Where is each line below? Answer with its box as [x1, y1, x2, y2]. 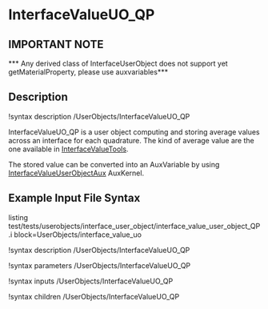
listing [8, 212, 28, 222]
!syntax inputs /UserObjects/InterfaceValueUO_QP [8, 276, 174, 286]
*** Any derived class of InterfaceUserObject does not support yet [8, 58, 228, 68]
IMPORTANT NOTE [8, 38, 104, 51]
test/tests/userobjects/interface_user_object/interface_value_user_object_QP [8, 221, 261, 231]
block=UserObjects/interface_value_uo [14, 230, 142, 239]
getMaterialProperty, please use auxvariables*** [8, 67, 169, 77]
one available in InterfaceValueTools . [8, 144, 129, 154]
